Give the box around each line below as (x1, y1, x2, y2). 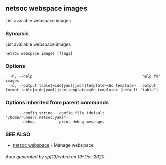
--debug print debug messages (18, 119, 105, 124)
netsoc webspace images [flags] (5, 51, 73, 56)
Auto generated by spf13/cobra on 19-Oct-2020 (5, 153, 105, 160)
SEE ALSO (5, 131, 31, 138)
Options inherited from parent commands (5, 99, 109, 106)
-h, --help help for (10, 74, 161, 79)
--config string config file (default (18, 110, 105, 115)
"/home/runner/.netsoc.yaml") (5, 115, 69, 120)
